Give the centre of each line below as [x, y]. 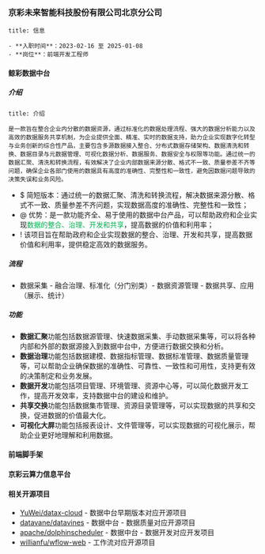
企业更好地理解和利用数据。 [72, 435]
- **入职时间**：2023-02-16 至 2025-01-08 [76, 46]
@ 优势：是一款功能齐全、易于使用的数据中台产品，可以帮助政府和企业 [135, 214]
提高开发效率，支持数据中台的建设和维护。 [103, 395]
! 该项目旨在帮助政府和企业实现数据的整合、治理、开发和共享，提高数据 [136, 234]
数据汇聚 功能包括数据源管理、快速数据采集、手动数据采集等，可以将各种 [137, 336]
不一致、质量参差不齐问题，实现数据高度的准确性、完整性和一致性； [138, 205]
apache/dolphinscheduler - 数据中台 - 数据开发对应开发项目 [117, 533]
